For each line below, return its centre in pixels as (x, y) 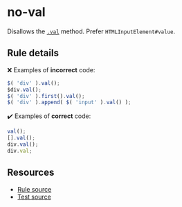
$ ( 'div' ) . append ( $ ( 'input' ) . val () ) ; (69, 102)
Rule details (33, 53)
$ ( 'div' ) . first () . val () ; (46, 96)
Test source (34, 197)
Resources (31, 173)
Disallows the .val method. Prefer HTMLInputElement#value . (91, 31)
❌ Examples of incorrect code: (51, 69)
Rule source (34, 189)
